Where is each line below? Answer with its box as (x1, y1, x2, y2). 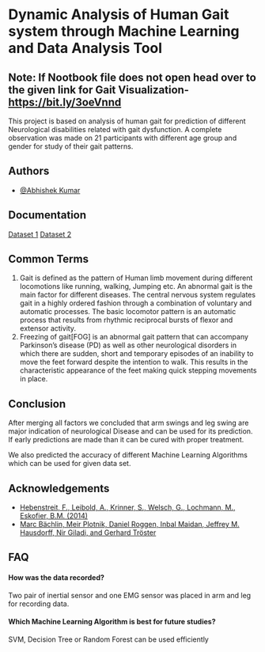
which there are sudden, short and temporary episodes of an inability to (19, 349, 254, 358)
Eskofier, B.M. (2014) (19, 511, 89, 521)
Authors (8, 165, 50, 178)
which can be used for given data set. (8, 459, 131, 468)
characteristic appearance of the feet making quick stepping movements (19, 366, 257, 375)
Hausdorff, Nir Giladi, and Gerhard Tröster (19, 528, 157, 537)
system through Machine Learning (8, 22, 240, 40)
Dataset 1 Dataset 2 (8, 229, 72, 239)
